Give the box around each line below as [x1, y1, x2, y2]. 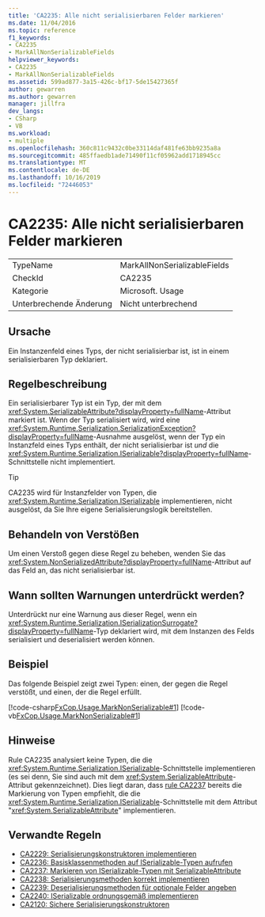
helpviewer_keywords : [8, 56, 80, 64]
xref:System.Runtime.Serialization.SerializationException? [8, 424, 196, 433]
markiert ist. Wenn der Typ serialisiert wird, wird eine [8, 415, 180, 424]
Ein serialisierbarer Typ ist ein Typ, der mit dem [8, 398, 162, 408]
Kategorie [12, 285, 49, 296]
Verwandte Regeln [8, 828, 101, 842]
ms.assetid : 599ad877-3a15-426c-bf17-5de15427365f [8, 78, 179, 86]
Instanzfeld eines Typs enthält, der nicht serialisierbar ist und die [8, 440, 219, 450]
